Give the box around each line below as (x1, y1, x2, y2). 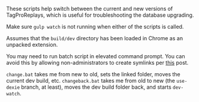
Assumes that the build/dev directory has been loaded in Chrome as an (6, 35, 183, 41)
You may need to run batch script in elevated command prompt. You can (6, 53, 185, 59)
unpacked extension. (6, 41, 58, 48)
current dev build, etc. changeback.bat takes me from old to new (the (6, 77, 176, 84)
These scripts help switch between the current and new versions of (6, 5, 173, 12)
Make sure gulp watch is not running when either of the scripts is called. (6, 23, 184, 30)
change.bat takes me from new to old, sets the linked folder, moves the (6, 71, 181, 77)
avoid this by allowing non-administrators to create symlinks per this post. (6, 59, 189, 66)
